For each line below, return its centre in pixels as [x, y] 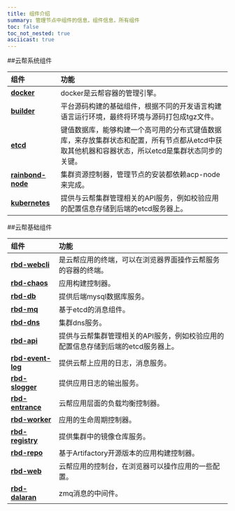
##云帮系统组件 [30, 61]
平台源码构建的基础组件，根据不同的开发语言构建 [141, 106]
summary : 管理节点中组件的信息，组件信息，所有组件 [73, 20]
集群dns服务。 [82, 323]
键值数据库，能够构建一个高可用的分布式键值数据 [141, 130]
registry [24, 440]
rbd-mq [24, 309]
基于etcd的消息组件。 [94, 310]
